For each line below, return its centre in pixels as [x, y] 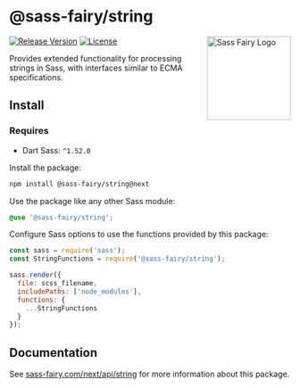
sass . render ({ [36, 275]
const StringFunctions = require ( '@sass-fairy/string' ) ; [117, 259]
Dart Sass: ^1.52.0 [56, 150]
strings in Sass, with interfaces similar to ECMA [96, 68]
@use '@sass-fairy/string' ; [62, 217]
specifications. [37, 77]
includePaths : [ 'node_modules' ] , [79, 292]
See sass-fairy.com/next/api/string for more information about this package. [150, 374]
